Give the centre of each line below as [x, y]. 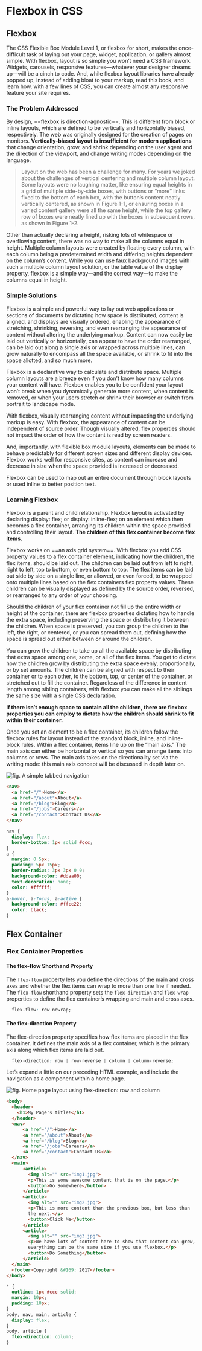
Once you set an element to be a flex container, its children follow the [92, 732]
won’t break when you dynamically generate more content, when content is [100, 391]
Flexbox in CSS [45, 11]
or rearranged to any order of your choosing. [62, 595]
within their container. [35, 720]
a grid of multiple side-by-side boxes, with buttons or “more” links [103, 191]
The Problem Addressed [43, 108]
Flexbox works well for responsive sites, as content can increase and [92, 459]
